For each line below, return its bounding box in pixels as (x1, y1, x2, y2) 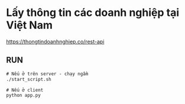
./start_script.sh (6, 76, 51, 82)
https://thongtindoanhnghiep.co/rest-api (6, 38, 105, 45)
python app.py (6, 92, 41, 99)
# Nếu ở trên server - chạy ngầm (6, 71, 89, 77)
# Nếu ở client (6, 87, 44, 93)
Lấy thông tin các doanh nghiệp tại (6, 6, 179, 19)
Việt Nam (6, 18, 53, 32)
